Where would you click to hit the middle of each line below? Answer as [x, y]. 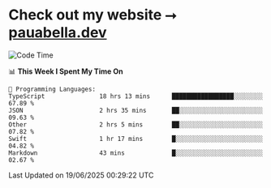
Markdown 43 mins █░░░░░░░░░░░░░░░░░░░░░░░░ [136, 153]
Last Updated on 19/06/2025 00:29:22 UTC [81, 175]
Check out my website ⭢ [92, 15]
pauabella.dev [58, 33]
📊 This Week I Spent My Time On [66, 71]
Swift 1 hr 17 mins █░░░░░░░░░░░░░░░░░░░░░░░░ [136, 139]
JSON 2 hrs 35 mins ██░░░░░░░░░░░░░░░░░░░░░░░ [136, 110]
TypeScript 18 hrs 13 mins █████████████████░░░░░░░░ [136, 96]
